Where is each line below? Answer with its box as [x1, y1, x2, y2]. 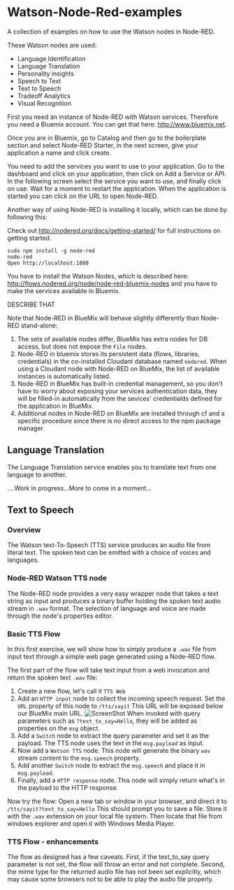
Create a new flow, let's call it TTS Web [17, 687, 126, 695]
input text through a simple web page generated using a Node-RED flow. [7, 652, 216, 661]
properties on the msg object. [17, 724, 100, 733]
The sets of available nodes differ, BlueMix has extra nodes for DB [17, 334, 208, 343]
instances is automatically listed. [17, 372, 111, 380]
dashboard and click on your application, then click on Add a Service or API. [7, 169, 226, 178]
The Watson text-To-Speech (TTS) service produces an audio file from [7, 541, 211, 549]
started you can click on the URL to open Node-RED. [7, 192, 159, 200]
